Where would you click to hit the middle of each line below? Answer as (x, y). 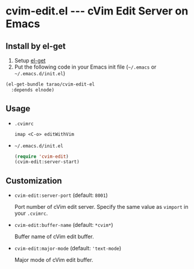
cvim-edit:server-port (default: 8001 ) (61, 195)
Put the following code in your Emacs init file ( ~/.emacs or (85, 67)
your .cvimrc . (31, 213)
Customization (34, 181)
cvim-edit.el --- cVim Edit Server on (97, 11)
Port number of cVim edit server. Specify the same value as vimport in (101, 207)
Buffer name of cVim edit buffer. (54, 237)
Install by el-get (36, 46)
